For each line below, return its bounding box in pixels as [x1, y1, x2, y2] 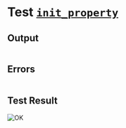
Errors [7, 64, 35, 76]
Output [7, 32, 39, 44]
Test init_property [7, 4, 119, 20]
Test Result [7, 95, 58, 107]
